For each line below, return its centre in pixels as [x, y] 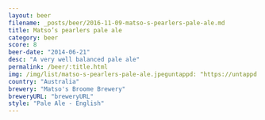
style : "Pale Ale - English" [56, 103]
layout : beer [30, 15]
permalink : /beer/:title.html [58, 67]
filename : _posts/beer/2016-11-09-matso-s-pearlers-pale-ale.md [117, 23]
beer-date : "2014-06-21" [49, 52]
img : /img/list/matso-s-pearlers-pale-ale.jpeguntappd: [102, 74]
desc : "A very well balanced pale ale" [74, 60]
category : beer [33, 37]
